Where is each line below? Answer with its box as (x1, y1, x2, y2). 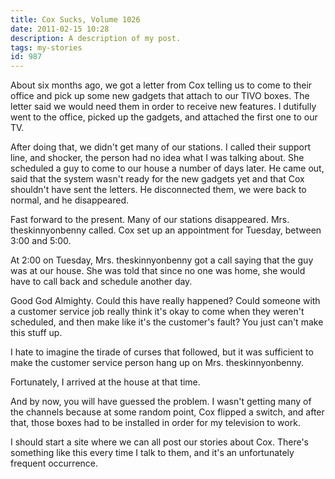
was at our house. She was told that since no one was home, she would (10, 265, 306, 277)
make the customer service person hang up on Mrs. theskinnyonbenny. (10, 357, 305, 369)
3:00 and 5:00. (10, 235, 72, 247)
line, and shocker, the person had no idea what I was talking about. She (10, 152, 305, 164)
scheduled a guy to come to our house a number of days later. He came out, (10, 162, 325, 175)
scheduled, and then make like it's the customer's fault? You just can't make (10, 316, 324, 328)
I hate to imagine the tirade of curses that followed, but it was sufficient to (10, 346, 314, 358)
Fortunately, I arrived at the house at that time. (10, 376, 201, 388)
